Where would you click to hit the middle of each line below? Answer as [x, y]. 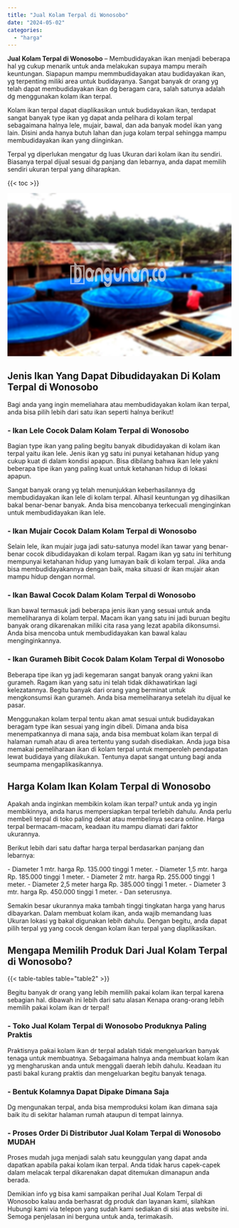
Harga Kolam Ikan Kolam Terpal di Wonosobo [109, 787]
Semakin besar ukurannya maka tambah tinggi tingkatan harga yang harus [116, 905]
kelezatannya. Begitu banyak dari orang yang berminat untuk [97, 689]
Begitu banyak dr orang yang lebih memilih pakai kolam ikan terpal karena [116, 993]
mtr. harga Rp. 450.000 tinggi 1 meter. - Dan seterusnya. [90, 891]
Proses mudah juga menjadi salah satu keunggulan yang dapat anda [107, 1158]
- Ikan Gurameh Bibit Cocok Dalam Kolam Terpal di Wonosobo [116, 660]
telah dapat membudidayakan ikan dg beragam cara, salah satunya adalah [116, 89]
